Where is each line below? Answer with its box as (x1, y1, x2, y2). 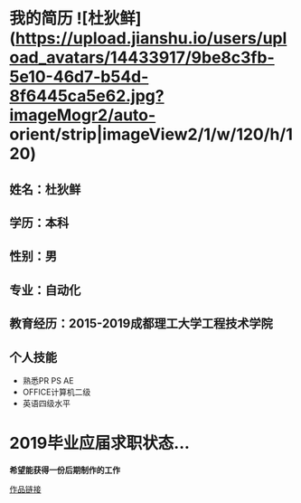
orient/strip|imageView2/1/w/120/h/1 (9, 124, 294, 145)
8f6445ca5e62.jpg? (9, 86, 165, 107)
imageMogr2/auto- (9, 105, 156, 126)
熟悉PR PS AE (22, 375, 74, 385)
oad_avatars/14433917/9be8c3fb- (9, 47, 276, 68)
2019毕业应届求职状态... (9, 433, 190, 453)
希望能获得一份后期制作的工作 (9, 464, 120, 475)
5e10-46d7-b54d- (9, 67, 149, 87)
